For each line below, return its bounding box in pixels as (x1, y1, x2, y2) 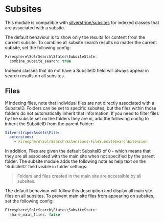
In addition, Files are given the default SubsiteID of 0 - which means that (5, 148, 151, 154)
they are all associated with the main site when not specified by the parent (5, 153, 155, 159)
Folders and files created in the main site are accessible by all (17, 173, 141, 179)
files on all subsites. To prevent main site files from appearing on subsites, (5, 193, 155, 199)
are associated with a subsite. (5, 24, 65, 30)
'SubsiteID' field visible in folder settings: (5, 164, 88, 170)
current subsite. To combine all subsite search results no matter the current (5, 39, 157, 45)
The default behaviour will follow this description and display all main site (5, 188, 153, 194)
